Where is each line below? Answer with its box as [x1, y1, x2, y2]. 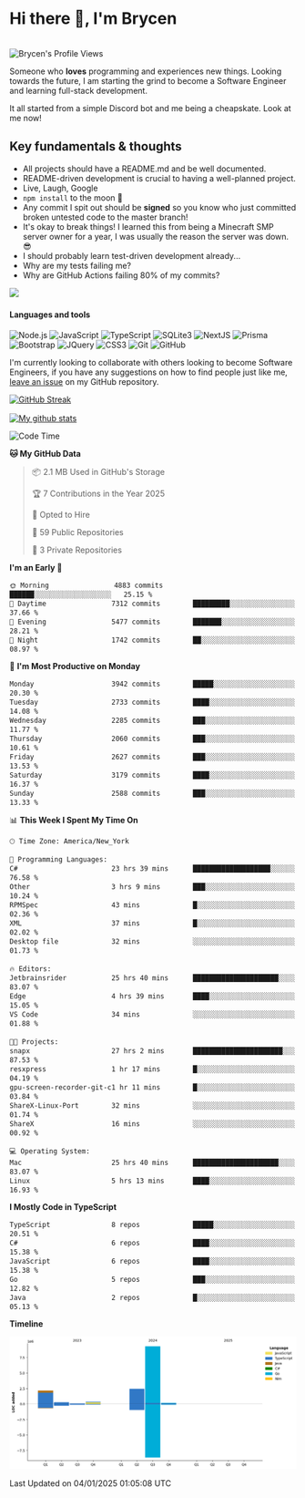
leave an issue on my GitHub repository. [9, 376, 159, 387]
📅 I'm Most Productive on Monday [9, 660, 141, 671]
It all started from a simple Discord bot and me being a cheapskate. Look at [9, 102, 291, 113]
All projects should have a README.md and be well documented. [22, 163, 267, 174]
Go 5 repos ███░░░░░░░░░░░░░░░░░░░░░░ [9, 1275, 296, 1284]
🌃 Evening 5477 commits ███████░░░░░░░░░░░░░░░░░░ [9, 617, 296, 626]
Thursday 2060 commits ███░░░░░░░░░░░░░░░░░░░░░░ [9, 734, 296, 743]
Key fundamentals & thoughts [9, 139, 182, 154]
